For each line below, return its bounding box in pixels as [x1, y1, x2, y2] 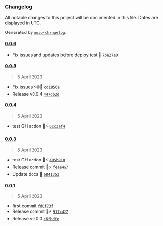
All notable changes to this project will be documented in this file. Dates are [5, 15, 159, 21]
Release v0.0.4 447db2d [12, 91, 60, 97]
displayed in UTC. [5, 20, 41, 26]
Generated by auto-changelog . [5, 30, 66, 35]
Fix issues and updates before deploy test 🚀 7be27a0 [12, 52, 118, 58]
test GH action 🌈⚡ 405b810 [12, 157, 65, 163]
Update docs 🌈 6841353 [12, 171, 60, 177]
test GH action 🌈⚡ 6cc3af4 [12, 123, 65, 129]
